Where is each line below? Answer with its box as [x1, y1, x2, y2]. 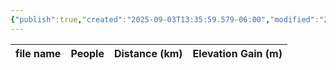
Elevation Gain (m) [192, 46, 283, 60]
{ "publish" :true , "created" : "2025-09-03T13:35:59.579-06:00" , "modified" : [10, 14, 320, 25]
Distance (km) [113, 46, 183, 60]
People [70, 46, 105, 60]
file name [15, 46, 62, 60]
